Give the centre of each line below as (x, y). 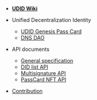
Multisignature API (43, 73)
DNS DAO (32, 38)
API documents (30, 49)
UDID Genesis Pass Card (51, 31)
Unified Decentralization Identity (51, 20)
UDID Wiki (24, 9)
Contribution (27, 91)
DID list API (35, 67)
